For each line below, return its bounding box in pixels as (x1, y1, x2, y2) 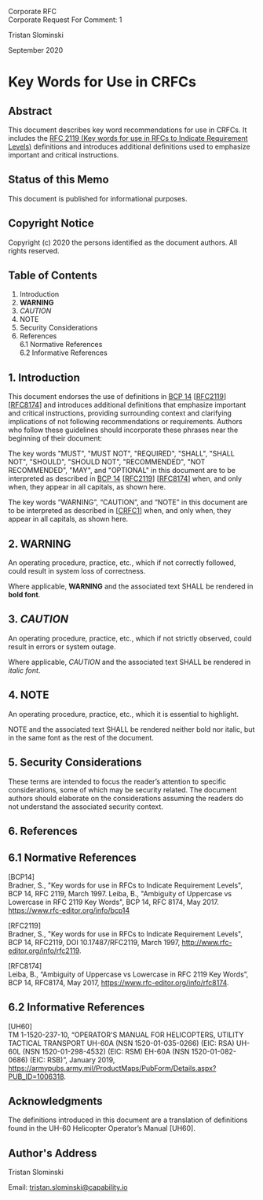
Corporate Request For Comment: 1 (8, 15, 122, 24)
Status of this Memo (8, 173, 109, 186)
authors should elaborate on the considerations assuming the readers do (8, 793, 243, 803)
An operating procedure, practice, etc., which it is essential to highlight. (8, 709, 239, 718)
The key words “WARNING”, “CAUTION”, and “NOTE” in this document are (8, 497, 248, 507)
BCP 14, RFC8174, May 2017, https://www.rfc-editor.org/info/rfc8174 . (8, 977, 229, 987)
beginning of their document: (8, 434, 103, 443)
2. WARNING (8, 537, 71, 550)
